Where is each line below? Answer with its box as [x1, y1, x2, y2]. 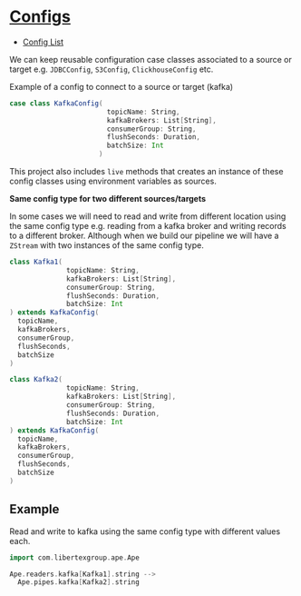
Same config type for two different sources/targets [9, 194, 207, 204]
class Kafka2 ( [9, 375, 63, 384]
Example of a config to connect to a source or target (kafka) [9, 81, 234, 92]
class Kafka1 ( [9, 257, 63, 267]
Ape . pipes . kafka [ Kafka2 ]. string [17, 578, 141, 587]
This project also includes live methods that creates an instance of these [9, 166, 284, 177]
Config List [22, 36, 64, 47]
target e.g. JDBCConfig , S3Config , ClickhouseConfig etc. [9, 64, 214, 74]
